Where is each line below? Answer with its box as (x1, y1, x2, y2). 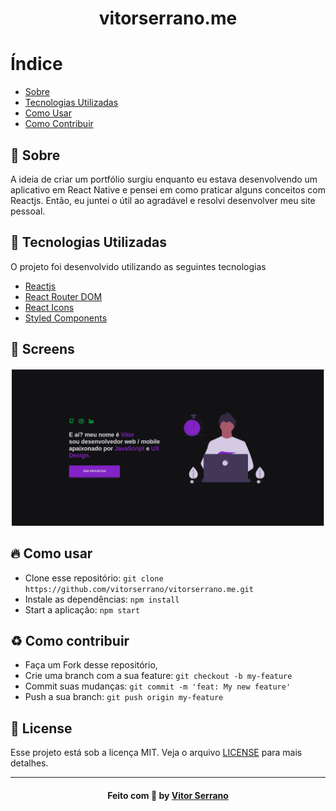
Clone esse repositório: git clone (24, 572, 164, 584)
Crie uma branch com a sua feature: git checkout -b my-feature (24, 670, 293, 682)
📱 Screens (10, 341, 75, 358)
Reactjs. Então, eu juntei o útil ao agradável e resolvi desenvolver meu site (10, 194, 316, 206)
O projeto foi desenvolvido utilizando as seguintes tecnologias (10, 260, 267, 272)
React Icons (24, 301, 75, 313)
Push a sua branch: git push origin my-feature (24, 691, 224, 703)
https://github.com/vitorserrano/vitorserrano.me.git (24, 584, 254, 594)
